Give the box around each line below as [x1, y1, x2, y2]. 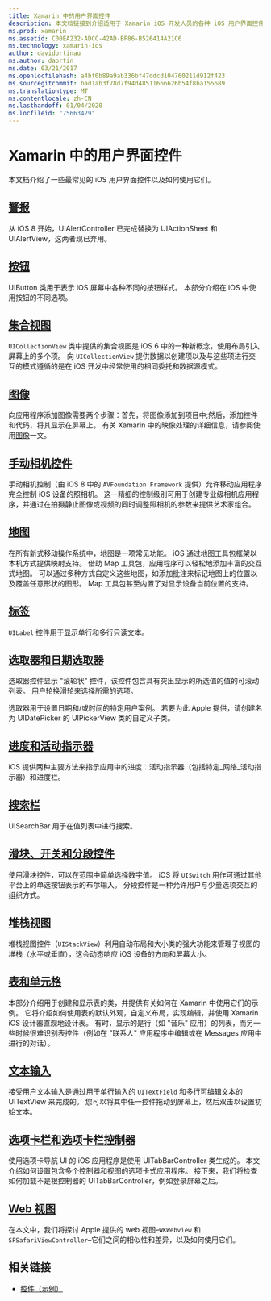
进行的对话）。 [8, 1038, 55, 1048]
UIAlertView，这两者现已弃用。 [8, 233, 111, 243]
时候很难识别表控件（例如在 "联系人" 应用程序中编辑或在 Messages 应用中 [15, 1028, 262, 1037]
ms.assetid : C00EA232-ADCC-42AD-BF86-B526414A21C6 [8, 34, 182, 43]
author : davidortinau [8, 49, 81, 57]
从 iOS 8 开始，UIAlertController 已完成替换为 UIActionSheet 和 [8, 223, 218, 233]
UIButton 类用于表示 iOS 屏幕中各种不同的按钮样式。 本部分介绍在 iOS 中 [8, 282, 250, 292]
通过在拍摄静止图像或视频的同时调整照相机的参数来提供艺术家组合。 [29, 499, 256, 509]
